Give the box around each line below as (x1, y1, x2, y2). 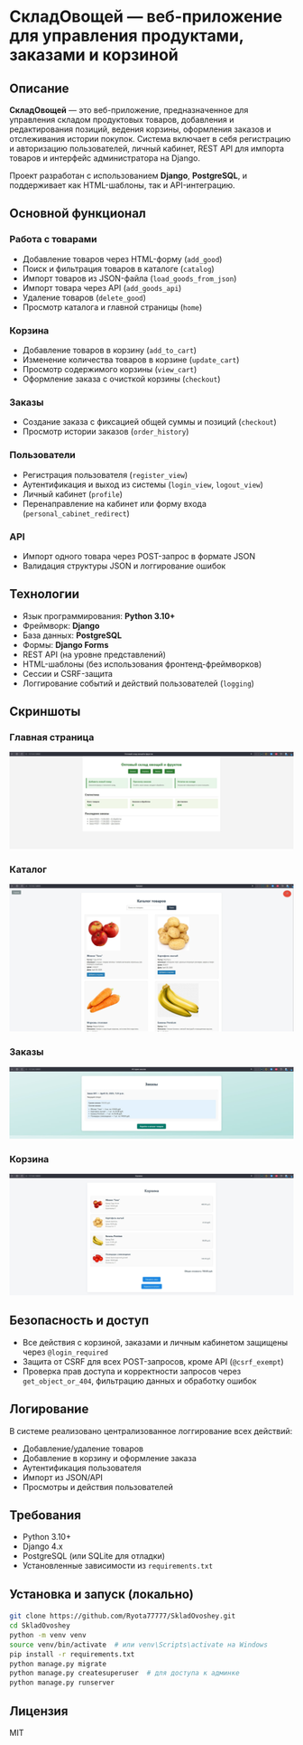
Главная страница (9, 731, 95, 743)
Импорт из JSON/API (22, 1471, 104, 1483)
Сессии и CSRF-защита (22, 668, 113, 679)
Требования (9, 1507, 81, 1523)
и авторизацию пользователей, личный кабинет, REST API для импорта (9, 143, 284, 154)
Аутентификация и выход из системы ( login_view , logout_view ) (22, 479, 264, 490)
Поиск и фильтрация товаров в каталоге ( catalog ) (22, 263, 215, 274)
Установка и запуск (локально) (9, 1586, 194, 1601)
